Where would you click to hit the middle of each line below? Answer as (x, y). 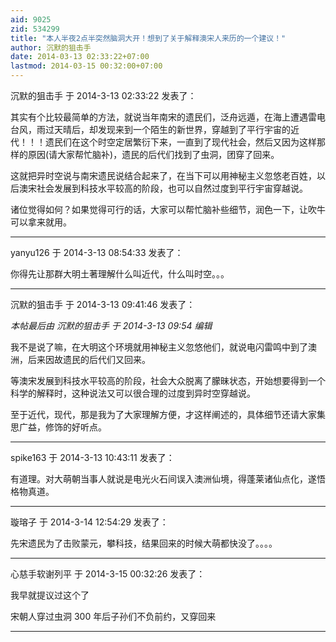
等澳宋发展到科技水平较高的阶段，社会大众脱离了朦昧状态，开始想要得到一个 (168, 380)
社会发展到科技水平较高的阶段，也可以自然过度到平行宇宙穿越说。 (172, 188)
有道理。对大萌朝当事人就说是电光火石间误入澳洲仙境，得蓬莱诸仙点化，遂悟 (168, 479)
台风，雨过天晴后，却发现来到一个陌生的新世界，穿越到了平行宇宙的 (150, 129)
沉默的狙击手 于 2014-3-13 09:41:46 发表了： (103, 304)
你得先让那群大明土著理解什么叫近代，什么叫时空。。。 (120, 274)
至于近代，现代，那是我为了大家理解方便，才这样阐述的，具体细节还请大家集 (168, 414)
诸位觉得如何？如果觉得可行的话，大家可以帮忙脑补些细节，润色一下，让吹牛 (168, 209)
